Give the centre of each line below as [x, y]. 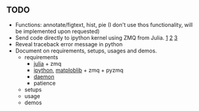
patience [45, 83]
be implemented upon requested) [57, 31]
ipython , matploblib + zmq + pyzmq [78, 70]
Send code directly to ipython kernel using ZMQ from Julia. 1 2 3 [96, 38]
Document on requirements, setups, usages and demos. [86, 51]
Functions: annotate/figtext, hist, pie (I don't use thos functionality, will [104, 24]
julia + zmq [47, 63]
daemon [44, 76]
